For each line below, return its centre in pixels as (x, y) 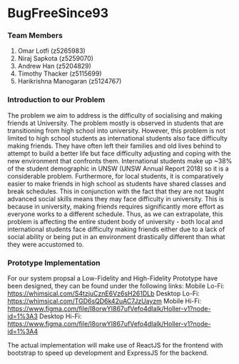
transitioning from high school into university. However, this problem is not (117, 131)
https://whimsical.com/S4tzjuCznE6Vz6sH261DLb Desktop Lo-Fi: (103, 293)
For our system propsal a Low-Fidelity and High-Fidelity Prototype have (113, 278)
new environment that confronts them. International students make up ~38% (120, 161)
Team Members (35, 36)
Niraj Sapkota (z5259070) (56, 59)
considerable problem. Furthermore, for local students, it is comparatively (116, 176)
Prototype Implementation (54, 263)
